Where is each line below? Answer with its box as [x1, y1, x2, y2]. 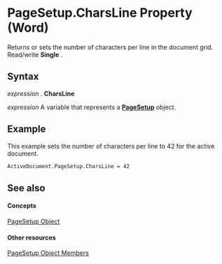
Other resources [7, 233, 56, 242]
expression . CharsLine [7, 89, 75, 97]
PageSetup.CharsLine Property [7, 5, 193, 21]
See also [7, 182, 46, 194]
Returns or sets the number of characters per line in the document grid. [7, 43, 214, 51]
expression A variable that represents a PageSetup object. [7, 103, 176, 111]
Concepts [7, 202, 36, 210]
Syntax [7, 71, 39, 83]
